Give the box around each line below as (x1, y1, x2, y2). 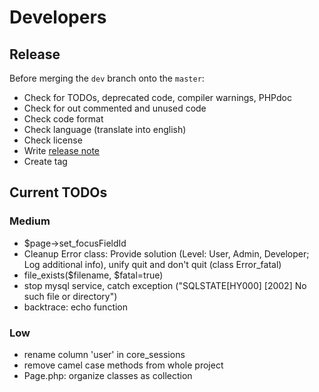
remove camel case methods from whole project (23, 359, 224, 371)
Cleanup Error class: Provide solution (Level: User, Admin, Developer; (23, 247, 310, 260)
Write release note (23, 145, 100, 156)
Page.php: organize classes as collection (23, 369, 193, 381)
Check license (23, 134, 83, 146)
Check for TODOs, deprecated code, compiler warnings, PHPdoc (23, 92, 292, 103)
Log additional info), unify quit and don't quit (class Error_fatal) (23, 258, 282, 270)
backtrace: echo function (23, 301, 129, 313)
